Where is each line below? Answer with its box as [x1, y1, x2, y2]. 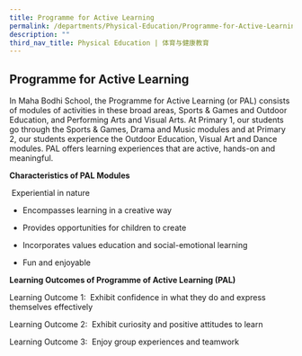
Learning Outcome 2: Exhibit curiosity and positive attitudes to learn [9, 319, 263, 330]
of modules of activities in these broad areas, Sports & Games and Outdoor [9, 105, 288, 116]
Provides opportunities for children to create [22, 222, 187, 234]
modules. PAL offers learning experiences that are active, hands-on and [9, 143, 276, 154]
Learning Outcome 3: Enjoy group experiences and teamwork [9, 336, 240, 347]
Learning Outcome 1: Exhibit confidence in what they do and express [9, 292, 267, 303]
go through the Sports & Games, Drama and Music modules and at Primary [9, 124, 286, 135]
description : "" [9, 30, 70, 39]
